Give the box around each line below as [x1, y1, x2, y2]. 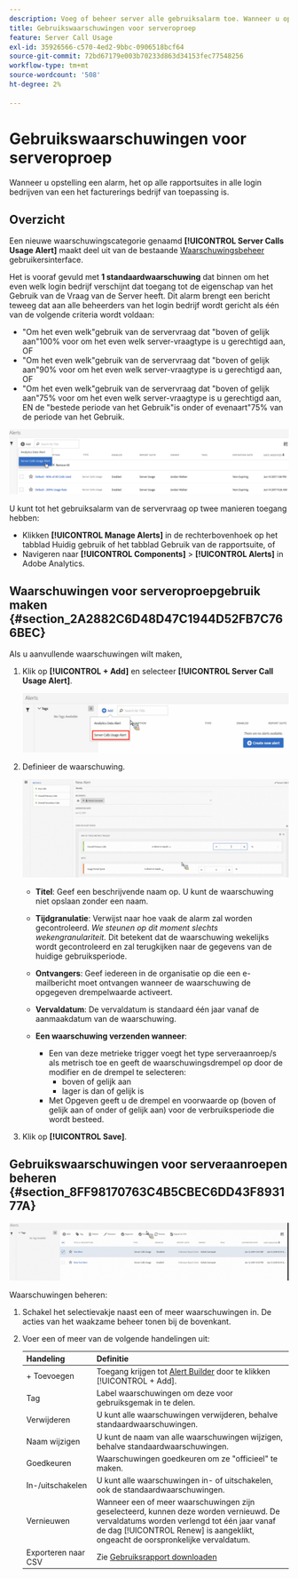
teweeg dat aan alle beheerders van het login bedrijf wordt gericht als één [9, 300, 279, 311]
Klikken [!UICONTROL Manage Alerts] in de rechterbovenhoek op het [21, 530, 278, 540]
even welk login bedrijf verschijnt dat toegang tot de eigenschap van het [9, 281, 273, 292]
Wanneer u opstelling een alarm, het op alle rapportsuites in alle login [9, 177, 263, 187]
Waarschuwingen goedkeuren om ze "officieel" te [96, 1453, 278, 1463]
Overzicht [9, 211, 66, 227]
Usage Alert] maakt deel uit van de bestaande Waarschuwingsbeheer [9, 245, 264, 256]
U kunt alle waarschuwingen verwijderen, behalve [96, 1409, 278, 1421]
